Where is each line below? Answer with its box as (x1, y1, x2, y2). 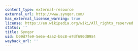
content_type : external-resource (5, 7, 74, 12)
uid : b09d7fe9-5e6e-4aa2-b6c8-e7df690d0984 (5, 34, 96, 39)
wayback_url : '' (5, 39, 38, 44)
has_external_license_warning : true (5, 16, 80, 21)
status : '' (5, 25, 28, 30)
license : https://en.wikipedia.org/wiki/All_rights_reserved (5, 20, 134, 26)
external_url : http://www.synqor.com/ (5, 12, 85, 17)
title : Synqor (5, 30, 34, 34)
